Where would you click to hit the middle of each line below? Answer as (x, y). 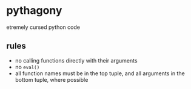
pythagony (34, 11)
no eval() (27, 67)
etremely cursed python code (43, 27)
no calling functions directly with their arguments (76, 60)
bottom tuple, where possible (52, 79)
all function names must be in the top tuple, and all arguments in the (100, 73)
